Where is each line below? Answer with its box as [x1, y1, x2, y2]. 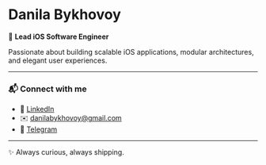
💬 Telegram [19, 125, 58, 134]
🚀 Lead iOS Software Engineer [8, 32, 109, 41]
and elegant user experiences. [8, 56, 108, 65]
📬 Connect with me [8, 83, 87, 94]
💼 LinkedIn [19, 105, 55, 114]
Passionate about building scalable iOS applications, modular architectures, [8, 47, 255, 56]
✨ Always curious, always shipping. [8, 148, 124, 157]
